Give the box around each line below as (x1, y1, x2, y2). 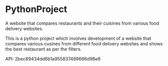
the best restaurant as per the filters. (5, 46, 82, 52)
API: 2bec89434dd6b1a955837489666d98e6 (5, 55, 101, 61)
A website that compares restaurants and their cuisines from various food (5, 20, 159, 26)
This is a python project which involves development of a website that (5, 35, 151, 41)
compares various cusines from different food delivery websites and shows (5, 40, 163, 46)
